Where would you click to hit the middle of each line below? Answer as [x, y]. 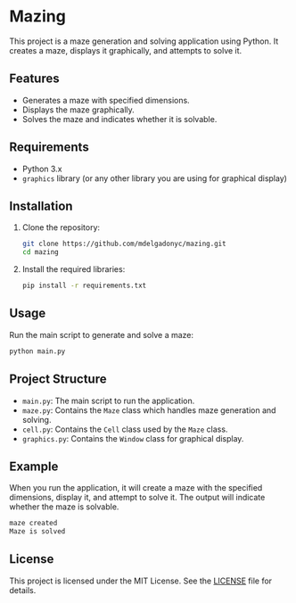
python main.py [37, 351]
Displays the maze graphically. [78, 110]
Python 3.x [42, 169]
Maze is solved [37, 532]
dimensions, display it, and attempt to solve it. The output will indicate [137, 498]
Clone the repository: [61, 227]
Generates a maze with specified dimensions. [106, 100]
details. [23, 590]
